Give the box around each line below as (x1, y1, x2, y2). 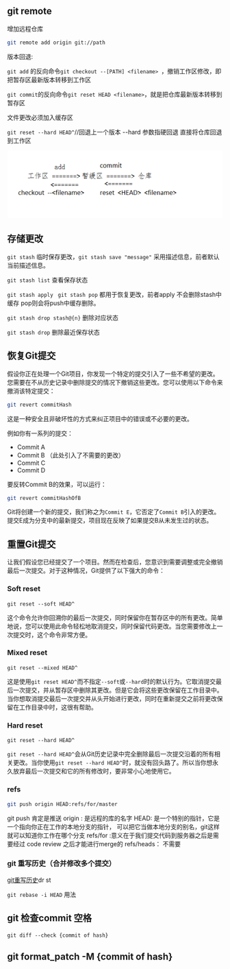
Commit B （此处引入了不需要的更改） (16, 451, 125, 459)
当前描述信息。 (7, 261, 49, 270)
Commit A (16, 442, 46, 451)
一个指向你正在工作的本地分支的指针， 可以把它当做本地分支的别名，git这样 (7, 823, 220, 831)
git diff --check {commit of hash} (7, 932, 109, 939)
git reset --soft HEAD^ (7, 600, 75, 608)
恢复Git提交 (7, 350, 56, 362)
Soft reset (7, 584, 41, 594)
